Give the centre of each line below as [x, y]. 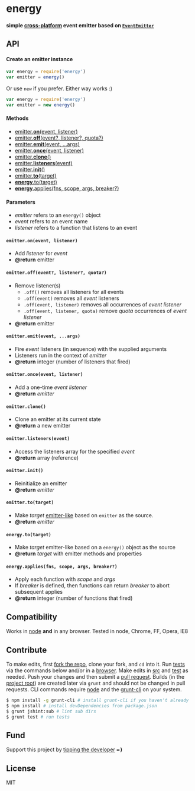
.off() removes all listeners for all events [74, 292]
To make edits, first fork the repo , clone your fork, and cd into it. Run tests [95, 664]
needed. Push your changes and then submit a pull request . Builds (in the [95, 676]
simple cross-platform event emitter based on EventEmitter [80, 25]
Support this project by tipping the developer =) [64, 749]
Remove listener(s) [38, 285]
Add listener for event [41, 254]
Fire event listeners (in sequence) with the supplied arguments [91, 349]
